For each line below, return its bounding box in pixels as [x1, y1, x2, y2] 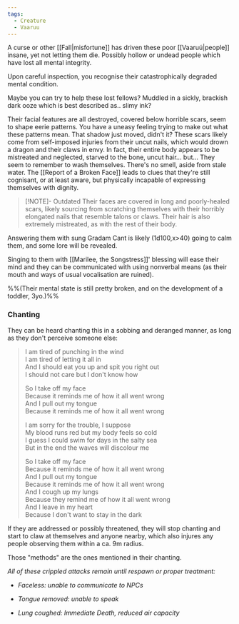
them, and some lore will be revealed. [7, 241, 118, 250]
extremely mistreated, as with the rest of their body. [24, 220, 177, 228]
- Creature [14, 17, 46, 24]
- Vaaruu [14, 24, 40, 31]
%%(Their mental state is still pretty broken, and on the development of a [7, 284, 223, 293]
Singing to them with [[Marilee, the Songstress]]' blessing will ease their [7, 255, 219, 264]
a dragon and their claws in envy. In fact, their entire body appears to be [7, 146, 220, 154]
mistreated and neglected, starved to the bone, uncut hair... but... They [7, 153, 215, 161]
